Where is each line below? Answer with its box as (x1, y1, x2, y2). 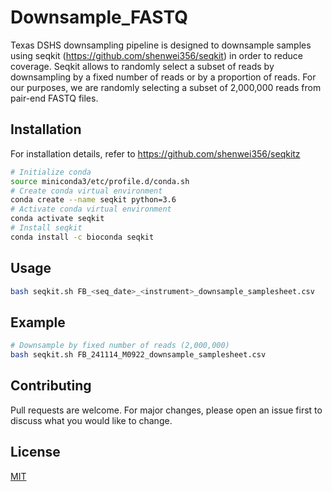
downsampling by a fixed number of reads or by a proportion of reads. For (10, 71, 317, 83)
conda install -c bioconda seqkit (10, 232, 155, 242)
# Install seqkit (10, 223, 83, 233)
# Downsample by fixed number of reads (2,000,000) (10, 341, 230, 351)
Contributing (10, 377, 92, 395)
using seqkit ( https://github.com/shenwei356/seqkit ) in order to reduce (10, 49, 303, 61)
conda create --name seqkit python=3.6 (10, 195, 177, 205)
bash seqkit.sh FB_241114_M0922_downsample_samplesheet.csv (10, 350, 267, 360)
